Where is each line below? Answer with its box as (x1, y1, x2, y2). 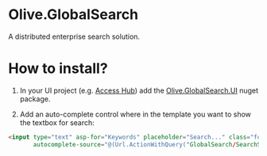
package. (19, 93, 51, 104)
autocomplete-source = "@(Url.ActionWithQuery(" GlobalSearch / (33, 140, 237, 148)
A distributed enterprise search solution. (8, 32, 141, 41)
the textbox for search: (19, 117, 95, 127)
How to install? (8, 59, 109, 78)
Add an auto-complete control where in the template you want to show (19, 109, 252, 119)
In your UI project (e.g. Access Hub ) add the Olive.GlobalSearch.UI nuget (19, 86, 259, 95)
